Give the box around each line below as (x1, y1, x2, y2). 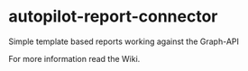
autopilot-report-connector (8, 6, 218, 27)
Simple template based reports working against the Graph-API (8, 36, 240, 47)
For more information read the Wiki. (8, 53, 141, 64)
